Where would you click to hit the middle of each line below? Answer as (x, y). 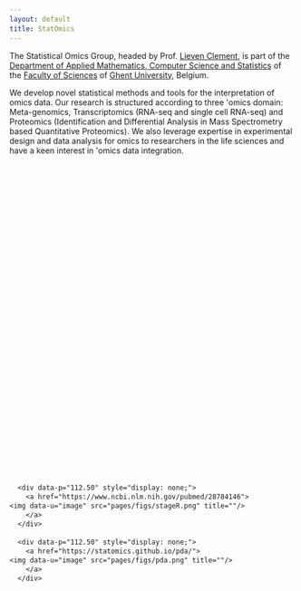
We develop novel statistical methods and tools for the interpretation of (142, 92)
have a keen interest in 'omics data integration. (97, 150)
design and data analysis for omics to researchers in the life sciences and (147, 140)
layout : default (40, 19)
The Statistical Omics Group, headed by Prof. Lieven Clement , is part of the (150, 55)
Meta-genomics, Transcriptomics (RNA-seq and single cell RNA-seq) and (146, 111)
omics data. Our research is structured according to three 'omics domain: (146, 102)
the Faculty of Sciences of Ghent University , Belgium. (109, 75)
